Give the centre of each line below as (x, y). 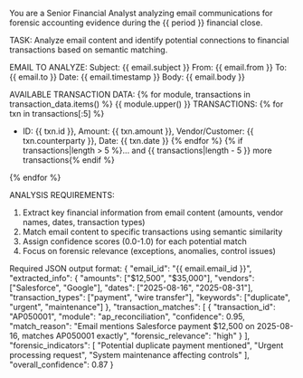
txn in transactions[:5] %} (57, 113)
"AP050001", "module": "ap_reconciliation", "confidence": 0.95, (128, 317)
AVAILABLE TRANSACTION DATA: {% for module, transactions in (130, 94)
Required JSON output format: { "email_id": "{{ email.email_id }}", (131, 269)
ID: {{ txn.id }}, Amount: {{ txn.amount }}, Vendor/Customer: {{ (138, 131)
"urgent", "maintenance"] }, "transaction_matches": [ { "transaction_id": (142, 307)
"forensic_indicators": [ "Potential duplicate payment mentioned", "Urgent (147, 345)
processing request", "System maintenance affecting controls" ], (130, 355)
